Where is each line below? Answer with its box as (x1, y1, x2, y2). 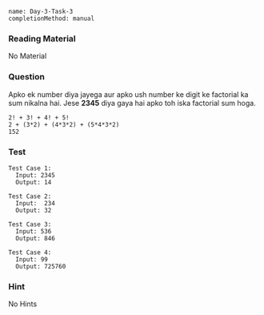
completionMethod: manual (8, 14, 94, 22)
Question (8, 71, 46, 83)
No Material (8, 51, 47, 61)
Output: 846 (15, 234, 56, 242)
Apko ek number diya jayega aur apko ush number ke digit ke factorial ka (8, 89, 249, 99)
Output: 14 (15, 178, 52, 186)
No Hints (8, 299, 38, 309)
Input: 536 (15, 227, 52, 236)
